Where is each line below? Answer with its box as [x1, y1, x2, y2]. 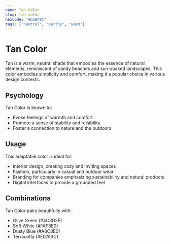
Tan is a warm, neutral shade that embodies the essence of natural [5, 60, 145, 66]
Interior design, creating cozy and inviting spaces [12, 163, 116, 169]
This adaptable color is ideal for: [5, 153, 73, 159]
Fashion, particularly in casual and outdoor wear [12, 168, 114, 175]
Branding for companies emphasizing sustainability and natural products [12, 173, 164, 180]
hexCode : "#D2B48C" [5, 17, 47, 22]
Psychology [5, 91, 44, 99]
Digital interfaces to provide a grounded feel [12, 179, 105, 185]
